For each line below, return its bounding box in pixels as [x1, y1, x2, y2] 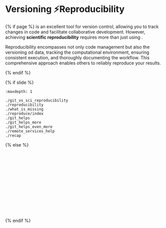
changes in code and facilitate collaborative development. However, [5, 29, 145, 35]
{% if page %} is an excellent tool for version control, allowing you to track [5, 23, 159, 30]
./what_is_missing [5, 106, 44, 111]
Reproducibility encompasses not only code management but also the [5, 44, 150, 50]
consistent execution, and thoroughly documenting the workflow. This [5, 54, 149, 60]
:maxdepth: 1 [5, 89, 33, 94]
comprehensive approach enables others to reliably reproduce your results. [5, 60, 161, 66]
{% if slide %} [5, 79, 34, 85]
